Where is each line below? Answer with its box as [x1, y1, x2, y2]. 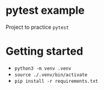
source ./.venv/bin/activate [14, 71, 88, 78]
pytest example [5, 4, 85, 17]
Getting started [5, 44, 84, 58]
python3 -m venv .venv [14, 65, 72, 71]
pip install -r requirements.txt [14, 78, 99, 84]
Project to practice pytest [5, 23, 69, 31]
